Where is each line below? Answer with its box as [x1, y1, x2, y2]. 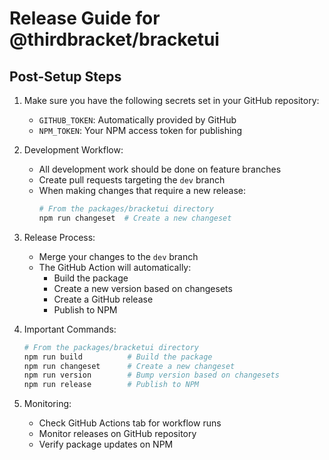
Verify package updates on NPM [38, 438, 174, 451]
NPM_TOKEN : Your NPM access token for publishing [38, 125, 243, 136]
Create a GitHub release [53, 293, 154, 305]
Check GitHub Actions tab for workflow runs [38, 417, 222, 429]
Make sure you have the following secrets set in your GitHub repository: [23, 95, 320, 106]
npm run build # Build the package [23, 352, 213, 362]
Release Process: [23, 231, 96, 243]
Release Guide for [9, 7, 161, 30]
